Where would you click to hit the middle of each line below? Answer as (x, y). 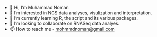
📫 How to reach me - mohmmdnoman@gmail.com (62, 29)
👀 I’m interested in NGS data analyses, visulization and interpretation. (81, 13)
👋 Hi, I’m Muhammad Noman (39, 8)
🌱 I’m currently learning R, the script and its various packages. (74, 18)
